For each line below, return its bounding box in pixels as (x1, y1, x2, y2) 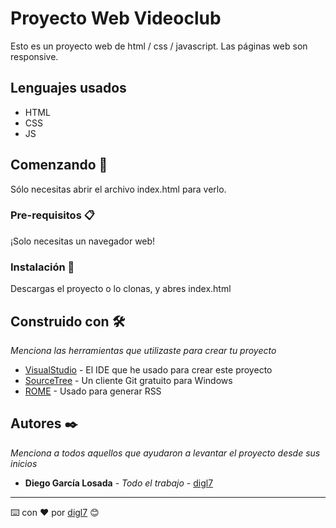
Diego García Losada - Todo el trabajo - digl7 (24, 477, 214, 489)
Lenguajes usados (10, 80, 127, 97)
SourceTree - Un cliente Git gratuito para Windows (24, 374, 233, 386)
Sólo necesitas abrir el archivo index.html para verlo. (10, 183, 227, 195)
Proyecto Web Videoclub (10, 7, 222, 30)
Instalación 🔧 (10, 260, 75, 274)
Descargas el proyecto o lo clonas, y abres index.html (10, 283, 232, 295)
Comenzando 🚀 (10, 157, 108, 174)
